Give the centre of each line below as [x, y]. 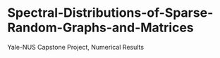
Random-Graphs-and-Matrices [100, 28]
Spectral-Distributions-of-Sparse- [110, 13]
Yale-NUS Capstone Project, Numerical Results [76, 47]
